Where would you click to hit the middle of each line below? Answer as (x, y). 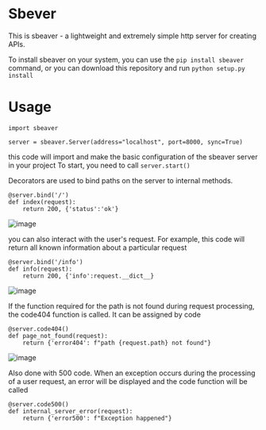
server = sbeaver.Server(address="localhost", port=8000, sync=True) (126, 142)
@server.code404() (39, 329)
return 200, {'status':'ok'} (71, 209)
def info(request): (40, 269)
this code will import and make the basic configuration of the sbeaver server (133, 156)
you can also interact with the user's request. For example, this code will (126, 239)
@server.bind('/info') (46, 262)
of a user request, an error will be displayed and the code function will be (128, 381)
